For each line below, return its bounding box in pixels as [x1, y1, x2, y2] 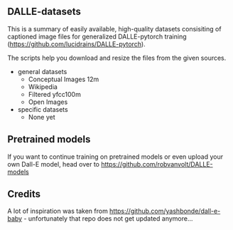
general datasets [17, 67, 67, 75]
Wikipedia [28, 82, 58, 91]
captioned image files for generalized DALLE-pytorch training [7, 32, 187, 41]
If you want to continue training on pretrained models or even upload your [7, 152, 224, 161]
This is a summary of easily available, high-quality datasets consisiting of [7, 24, 222, 33]
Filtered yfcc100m [28, 90, 82, 98]
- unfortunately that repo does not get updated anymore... [23, 214, 193, 223]
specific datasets [17, 105, 69, 113]
